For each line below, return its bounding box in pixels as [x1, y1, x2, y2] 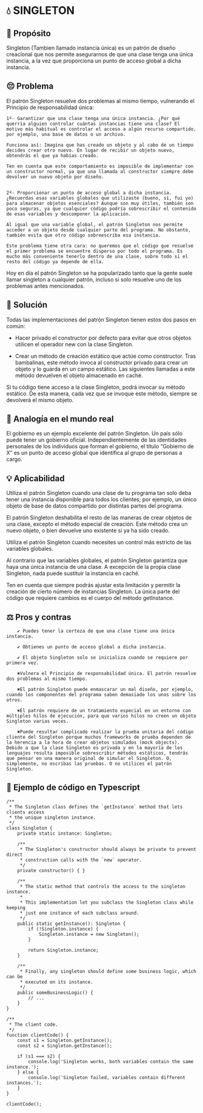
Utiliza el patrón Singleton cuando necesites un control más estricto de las [6, 539, 192, 546]
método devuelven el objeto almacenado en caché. [15, 371, 144, 379]
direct [6, 852, 23, 858]
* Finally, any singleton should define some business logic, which [19, 968, 197, 974]
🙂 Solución [6, 300, 48, 310]
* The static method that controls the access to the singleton [19, 883, 186, 889]
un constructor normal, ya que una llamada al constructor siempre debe [6, 168, 194, 175]
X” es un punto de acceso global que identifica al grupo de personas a [6, 449, 183, 457]
